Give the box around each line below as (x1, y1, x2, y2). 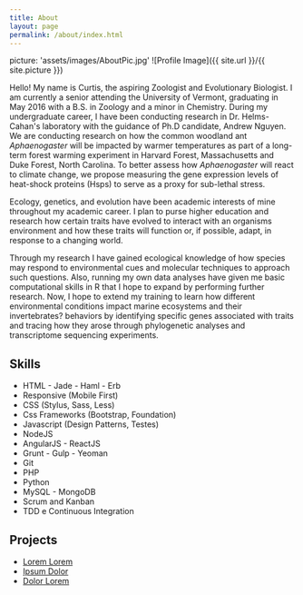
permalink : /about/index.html (9, 30, 124, 39)
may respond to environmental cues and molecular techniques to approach (9, 263, 290, 273)
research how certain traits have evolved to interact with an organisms (9, 215, 272, 227)
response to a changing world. (9, 235, 124, 246)
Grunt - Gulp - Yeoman (22, 448, 109, 459)
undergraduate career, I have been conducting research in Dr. (9, 111, 240, 123)
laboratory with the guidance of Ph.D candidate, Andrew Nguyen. (42, 121, 287, 132)
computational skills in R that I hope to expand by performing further (9, 282, 265, 293)
